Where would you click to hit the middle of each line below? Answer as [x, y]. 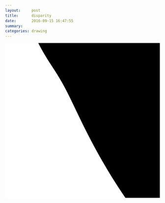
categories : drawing [26, 31]
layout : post [23, 10]
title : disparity [28, 15]
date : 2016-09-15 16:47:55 [39, 21]
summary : [14, 26]
